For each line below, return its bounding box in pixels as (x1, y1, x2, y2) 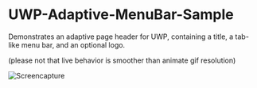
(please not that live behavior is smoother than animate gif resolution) (8, 55, 236, 65)
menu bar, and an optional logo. (21, 40, 126, 49)
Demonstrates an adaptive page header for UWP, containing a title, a (8, 32, 234, 41)
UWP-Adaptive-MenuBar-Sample (8, 6, 234, 24)
